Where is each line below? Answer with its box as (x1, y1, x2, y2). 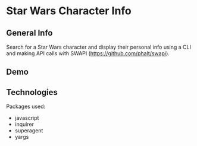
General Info (6, 28, 53, 38)
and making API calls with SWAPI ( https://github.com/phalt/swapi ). (6, 50, 170, 57)
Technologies (6, 87, 58, 97)
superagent (14, 127, 43, 134)
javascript (14, 115, 39, 122)
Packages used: (6, 103, 46, 110)
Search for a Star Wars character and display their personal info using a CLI (6, 43, 192, 50)
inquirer (14, 120, 35, 128)
